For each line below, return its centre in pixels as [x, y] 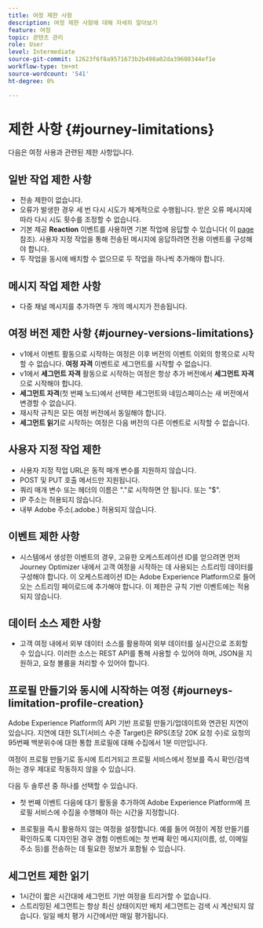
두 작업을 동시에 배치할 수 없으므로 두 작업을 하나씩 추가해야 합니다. [122, 259]
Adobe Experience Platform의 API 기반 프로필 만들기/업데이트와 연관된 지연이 [128, 723]
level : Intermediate [42, 52]
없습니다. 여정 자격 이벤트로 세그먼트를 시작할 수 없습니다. [124, 364]
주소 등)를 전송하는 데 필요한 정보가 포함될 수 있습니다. [102, 849]
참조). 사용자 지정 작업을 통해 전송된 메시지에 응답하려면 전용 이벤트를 [125, 239]
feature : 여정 [29, 30]
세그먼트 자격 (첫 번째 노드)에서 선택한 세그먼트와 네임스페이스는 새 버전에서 [134, 393]
